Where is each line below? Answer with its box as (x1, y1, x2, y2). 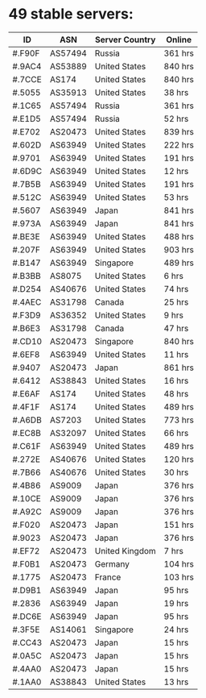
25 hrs (163, 296, 189, 307)
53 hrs (163, 191, 189, 202)
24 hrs (163, 624, 189, 635)
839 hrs (163, 126, 195, 137)
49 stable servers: (8, 5, 134, 23)
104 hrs (163, 558, 195, 569)
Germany (94, 558, 130, 569)
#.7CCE (12, 73, 42, 85)
